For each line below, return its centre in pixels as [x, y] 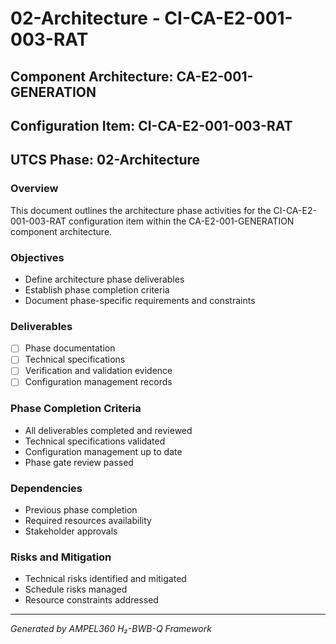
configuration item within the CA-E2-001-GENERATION [181, 221]
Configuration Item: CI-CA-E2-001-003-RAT [151, 125]
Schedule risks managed [76, 589]
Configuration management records [98, 382]
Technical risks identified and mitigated [105, 579]
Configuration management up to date [103, 451]
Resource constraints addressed [91, 600]
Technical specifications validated [95, 441]
